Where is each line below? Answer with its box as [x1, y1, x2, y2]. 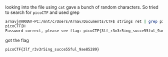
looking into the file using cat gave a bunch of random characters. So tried [5, 4, 158, 10]
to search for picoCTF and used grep [5, 9, 80, 15]
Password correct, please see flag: [5, 28, 81, 33]
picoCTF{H [5, 23, 26, 29]
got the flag [5, 37, 29, 43]
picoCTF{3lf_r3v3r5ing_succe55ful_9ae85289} [5, 47, 99, 52]
